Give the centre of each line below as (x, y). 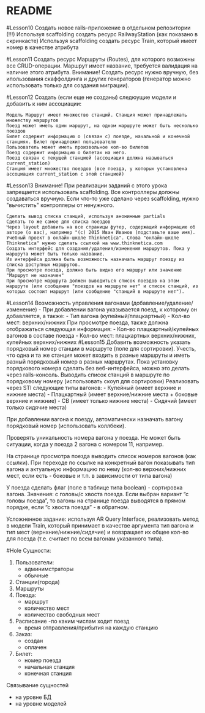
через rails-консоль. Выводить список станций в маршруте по (88, 375)
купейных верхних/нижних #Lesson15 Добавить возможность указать (99, 342)
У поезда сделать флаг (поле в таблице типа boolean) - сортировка (95, 487)
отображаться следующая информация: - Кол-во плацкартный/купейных (102, 329)
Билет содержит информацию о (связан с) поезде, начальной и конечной (98, 136)
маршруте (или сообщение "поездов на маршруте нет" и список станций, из (102, 286)
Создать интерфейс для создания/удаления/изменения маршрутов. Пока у (98, 248)
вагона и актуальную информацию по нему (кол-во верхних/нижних (96, 469)
